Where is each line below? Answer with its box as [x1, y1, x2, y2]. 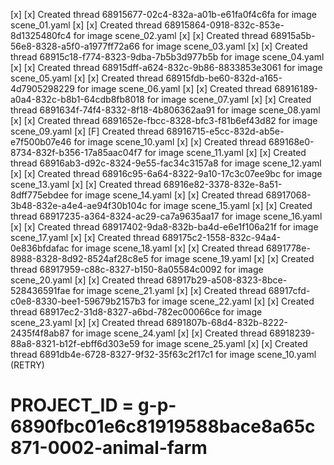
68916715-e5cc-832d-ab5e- [166, 125, 285, 137]
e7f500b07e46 [10, 136, 72, 148]
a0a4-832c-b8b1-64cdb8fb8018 [10, 94, 145, 105]
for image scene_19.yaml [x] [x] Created [150, 253, 315, 264]
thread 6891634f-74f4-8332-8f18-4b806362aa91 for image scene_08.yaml [10, 104, 321, 116]
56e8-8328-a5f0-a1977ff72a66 [10, 40, 140, 52]
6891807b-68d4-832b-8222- [166, 317, 289, 328]
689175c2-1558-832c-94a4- [161, 232, 282, 243]
